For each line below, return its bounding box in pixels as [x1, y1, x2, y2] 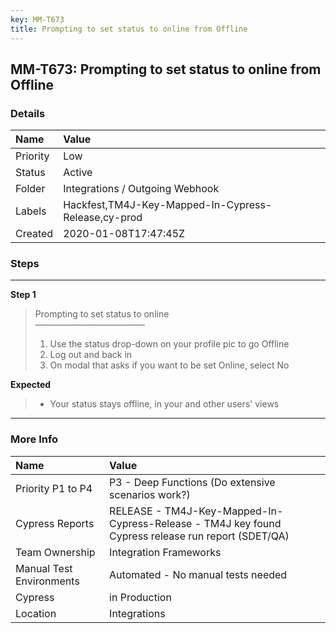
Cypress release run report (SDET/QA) [109, 529, 290, 543]
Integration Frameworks [109, 545, 222, 559]
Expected [10, 379, 52, 391]
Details [10, 106, 46, 120]
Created [15, 227, 54, 241]
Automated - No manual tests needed [109, 567, 288, 581]
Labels [15, 204, 47, 218]
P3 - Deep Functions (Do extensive [109, 475, 276, 489]
